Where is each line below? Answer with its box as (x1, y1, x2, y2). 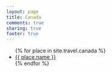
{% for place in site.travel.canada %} (14, 47, 106, 54)
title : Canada (6, 14, 42, 20)
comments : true (6, 20, 44, 26)
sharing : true (6, 25, 42, 32)
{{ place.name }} (14, 54, 56, 61)
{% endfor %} (14, 60, 50, 67)
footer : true (6, 31, 39, 37)
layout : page (6, 8, 39, 15)
